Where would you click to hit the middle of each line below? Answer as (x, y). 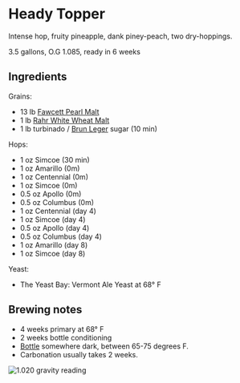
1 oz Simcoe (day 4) (53, 219)
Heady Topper (57, 14)
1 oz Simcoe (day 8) (53, 253)
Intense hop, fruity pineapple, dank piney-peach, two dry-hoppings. (120, 36)
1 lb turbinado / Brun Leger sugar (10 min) (89, 128)
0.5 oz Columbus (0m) (57, 202)
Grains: (20, 96)
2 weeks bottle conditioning (66, 337)
